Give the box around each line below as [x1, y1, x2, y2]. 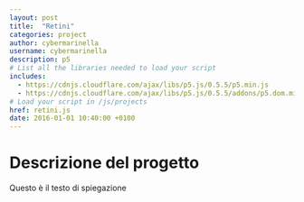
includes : [9, 72, 47, 81]
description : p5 [9, 55, 71, 64]
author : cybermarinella [9, 38, 100, 48]
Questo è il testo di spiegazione [9, 182, 127, 194]
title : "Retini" [9, 22, 75, 31]
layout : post [9, 13, 59, 23]
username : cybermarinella [9, 47, 107, 56]
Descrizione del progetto [9, 152, 200, 173]
